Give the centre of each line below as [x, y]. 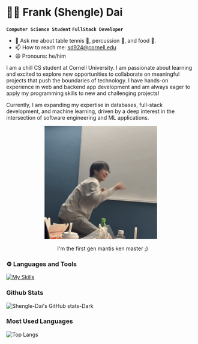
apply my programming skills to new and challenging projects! [83, 93]
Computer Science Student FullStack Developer [65, 29]
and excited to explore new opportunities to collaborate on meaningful [93, 74]
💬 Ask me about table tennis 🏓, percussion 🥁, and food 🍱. [85, 40]
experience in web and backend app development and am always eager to [98, 87]
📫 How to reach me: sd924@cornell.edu [66, 47]
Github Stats [25, 293]
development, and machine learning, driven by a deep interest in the [91, 111]
